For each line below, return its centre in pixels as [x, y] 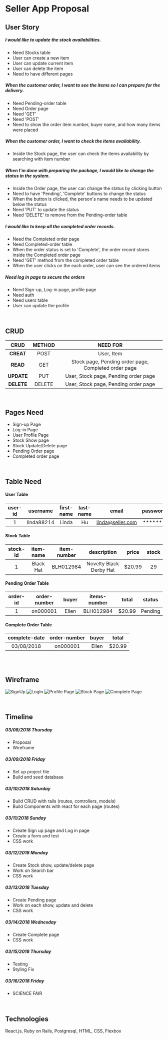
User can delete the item [38, 69]
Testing [20, 964]
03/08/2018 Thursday [29, 730]
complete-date [26, 638]
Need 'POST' [26, 119]
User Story [22, 27]
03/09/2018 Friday [25, 759]
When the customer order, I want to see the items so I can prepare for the [83, 85]
